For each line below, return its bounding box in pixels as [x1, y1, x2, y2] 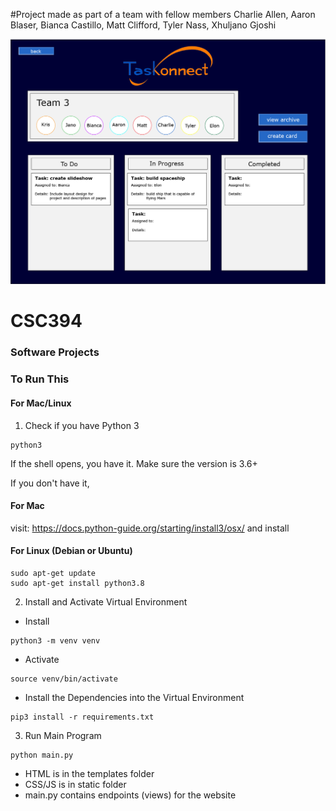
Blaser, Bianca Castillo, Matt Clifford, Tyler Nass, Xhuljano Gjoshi [10, 19, 277, 31]
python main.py [10, 750, 74, 760]
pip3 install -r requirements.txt [10, 712, 155, 722]
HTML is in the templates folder [24, 767, 155, 779]
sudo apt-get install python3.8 [10, 578, 145, 588]
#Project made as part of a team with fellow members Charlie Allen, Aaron [10, 9, 316, 20]
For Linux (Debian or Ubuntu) [10, 545, 133, 557]
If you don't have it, [10, 477, 90, 489]
